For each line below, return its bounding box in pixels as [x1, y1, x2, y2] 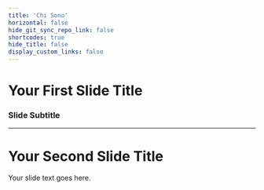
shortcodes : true [8, 33, 65, 42]
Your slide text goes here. [8, 174, 92, 183]
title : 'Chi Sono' [8, 11, 68, 20]
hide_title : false [8, 41, 68, 49]
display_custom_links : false [8, 48, 104, 56]
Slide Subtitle [8, 110, 60, 121]
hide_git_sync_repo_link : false [8, 26, 114, 34]
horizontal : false [8, 19, 68, 27]
